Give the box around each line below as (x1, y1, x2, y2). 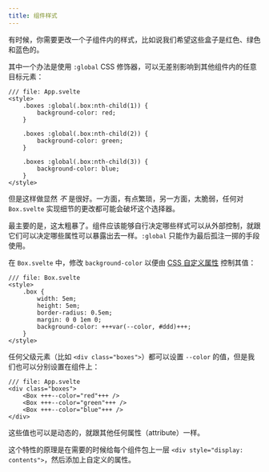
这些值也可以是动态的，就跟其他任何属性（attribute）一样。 (8, 427, 205, 437)
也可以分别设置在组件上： (14, 362, 100, 371)
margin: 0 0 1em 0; (37, 315, 102, 324)
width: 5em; (37, 294, 78, 302)
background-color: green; (37, 137, 124, 145)
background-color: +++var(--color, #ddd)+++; (37, 322, 192, 330)
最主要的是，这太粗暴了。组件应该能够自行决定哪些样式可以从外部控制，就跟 (8, 221, 261, 230)
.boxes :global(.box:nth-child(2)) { (22, 130, 149, 138)
